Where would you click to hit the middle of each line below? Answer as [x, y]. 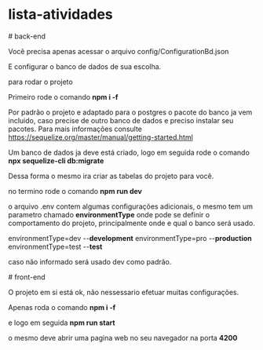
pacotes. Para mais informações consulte [75, 129]
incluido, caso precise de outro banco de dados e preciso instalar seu [121, 120]
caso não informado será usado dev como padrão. [90, 261]
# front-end [27, 277]
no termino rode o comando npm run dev [75, 191]
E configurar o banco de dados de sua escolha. [85, 66]
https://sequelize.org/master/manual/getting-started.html [101, 137]
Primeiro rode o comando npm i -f [63, 97]
